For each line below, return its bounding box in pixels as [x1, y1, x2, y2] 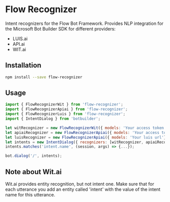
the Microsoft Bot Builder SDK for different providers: [5, 25, 116, 31]
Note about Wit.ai [5, 167, 62, 176]
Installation [5, 61, 41, 70]
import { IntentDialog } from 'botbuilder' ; [5, 116, 101, 121]
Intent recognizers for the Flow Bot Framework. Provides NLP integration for [5, 20, 163, 26]
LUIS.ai [12, 36, 28, 42]
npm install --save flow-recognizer [5, 75, 82, 80]
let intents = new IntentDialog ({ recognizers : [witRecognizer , [5, 140, 144, 145]
